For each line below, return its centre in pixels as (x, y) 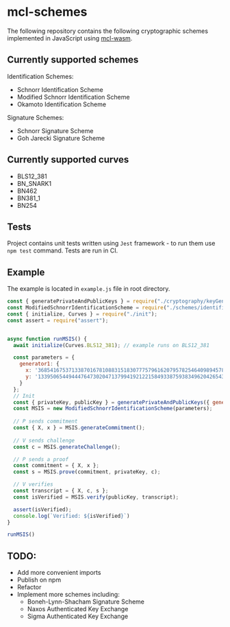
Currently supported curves (68, 159)
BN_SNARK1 (34, 183)
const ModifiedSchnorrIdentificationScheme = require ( (87, 308)
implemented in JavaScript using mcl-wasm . (70, 38)
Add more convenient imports (59, 573)
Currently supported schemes (73, 60)
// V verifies (33, 484)
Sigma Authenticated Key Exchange (78, 616)
